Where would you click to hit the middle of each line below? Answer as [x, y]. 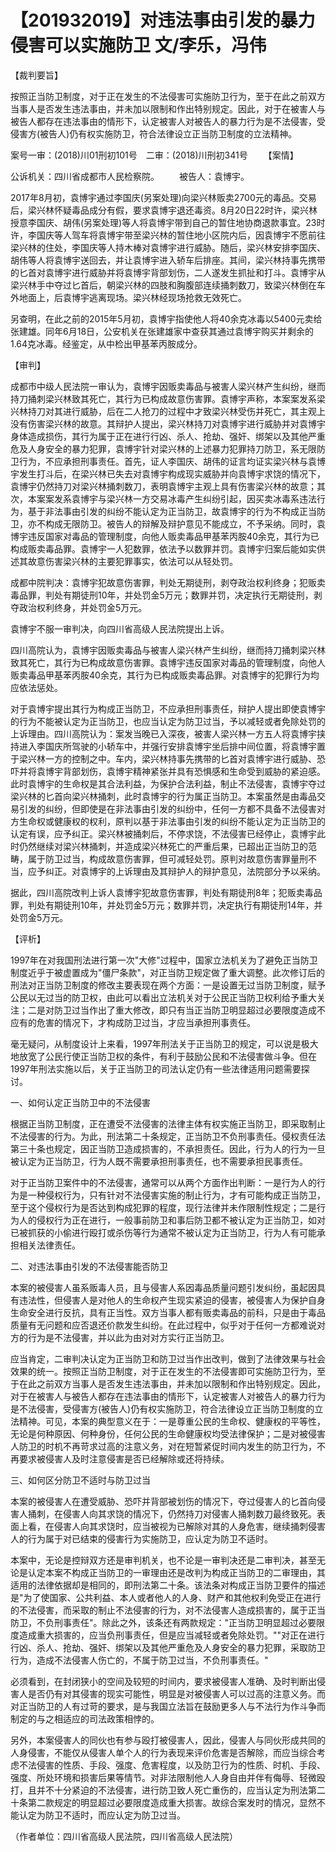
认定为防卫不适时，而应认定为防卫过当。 [102, 1815]
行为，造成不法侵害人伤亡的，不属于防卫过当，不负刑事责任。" [139, 1660]
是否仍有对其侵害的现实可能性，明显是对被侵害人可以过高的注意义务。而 [176, 1693]
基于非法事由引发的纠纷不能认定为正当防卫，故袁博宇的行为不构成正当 [172, 511]
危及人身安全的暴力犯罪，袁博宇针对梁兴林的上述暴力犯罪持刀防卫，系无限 [163, 448]
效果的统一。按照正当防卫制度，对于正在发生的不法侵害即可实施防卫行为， [163, 1371]
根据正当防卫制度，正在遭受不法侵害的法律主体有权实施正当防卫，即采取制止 [168, 1123]
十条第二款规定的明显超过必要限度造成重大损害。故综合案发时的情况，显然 [163, 1802]
